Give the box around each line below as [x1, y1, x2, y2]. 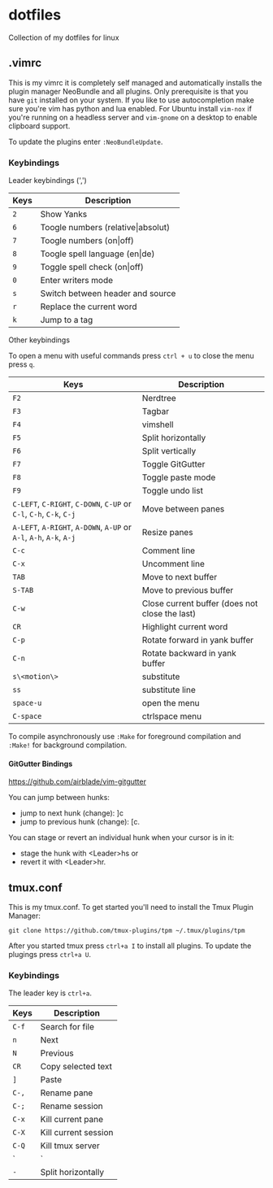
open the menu [141, 698, 201, 709]
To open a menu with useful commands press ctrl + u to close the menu [8, 351, 254, 361]
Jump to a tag [40, 315, 93, 326]
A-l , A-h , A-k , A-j [12, 532, 76, 543]
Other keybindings [8, 335, 71, 345]
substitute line [141, 685, 197, 696]
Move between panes [141, 503, 225, 515]
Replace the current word [40, 301, 137, 312]
